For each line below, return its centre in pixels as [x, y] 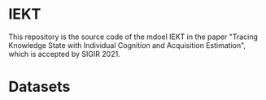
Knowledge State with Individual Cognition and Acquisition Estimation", [127, 45]
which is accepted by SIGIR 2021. [64, 54]
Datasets [39, 87]
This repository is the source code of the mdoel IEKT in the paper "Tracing [133, 37]
